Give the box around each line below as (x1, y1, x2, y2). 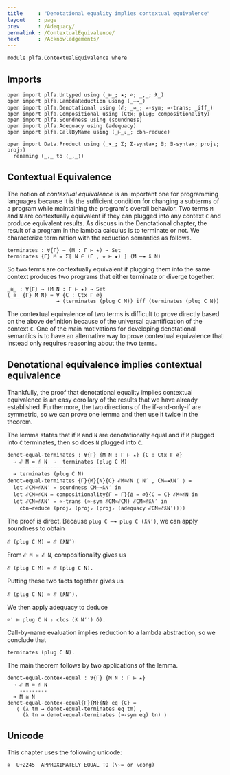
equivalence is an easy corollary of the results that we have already (7, 395, 198, 404)
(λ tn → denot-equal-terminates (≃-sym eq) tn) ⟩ (22, 711, 168, 719)
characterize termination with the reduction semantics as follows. (7, 234, 192, 242)
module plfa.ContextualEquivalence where (7, 54, 128, 62)
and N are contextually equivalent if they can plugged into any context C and (7, 211, 222, 220)
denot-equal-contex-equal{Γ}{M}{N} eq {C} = (7, 699, 137, 706)
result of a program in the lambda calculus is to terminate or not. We (7, 226, 200, 234)
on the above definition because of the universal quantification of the (7, 317, 203, 325)
